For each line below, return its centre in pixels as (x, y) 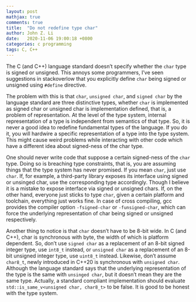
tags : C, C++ (22, 50)
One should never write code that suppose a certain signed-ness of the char (98, 157)
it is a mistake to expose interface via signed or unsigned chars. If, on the (94, 188)
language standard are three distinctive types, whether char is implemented (97, 102)
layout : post (22, 11)
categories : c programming (39, 44)
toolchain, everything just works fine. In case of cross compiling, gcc (89, 201)
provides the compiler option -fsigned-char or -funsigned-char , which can (96, 207)
